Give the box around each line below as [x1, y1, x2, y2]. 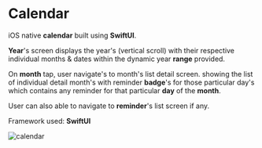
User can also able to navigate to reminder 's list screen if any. [8, 101, 210, 110]
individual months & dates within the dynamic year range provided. [8, 54, 226, 63]
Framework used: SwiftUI [8, 116, 91, 125]
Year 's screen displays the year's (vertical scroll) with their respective [8, 45, 234, 55]
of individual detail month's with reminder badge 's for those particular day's [8, 78, 255, 87]
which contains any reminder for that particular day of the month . [8, 85, 222, 95]
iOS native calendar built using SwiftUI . [8, 31, 137, 40]
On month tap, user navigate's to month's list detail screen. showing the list [8, 69, 253, 78]
